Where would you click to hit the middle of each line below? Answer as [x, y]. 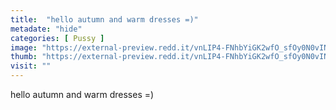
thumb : [24, 57]
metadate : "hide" [46, 29]
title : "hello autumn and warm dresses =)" [104, 19]
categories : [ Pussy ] [57, 38]
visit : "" [31, 66]
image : [24, 47]
